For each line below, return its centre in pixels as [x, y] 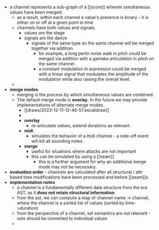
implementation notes [32, 182]
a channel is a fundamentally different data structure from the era [82, 187]
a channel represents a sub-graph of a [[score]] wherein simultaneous [80, 7]
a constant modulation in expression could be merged [92, 69]
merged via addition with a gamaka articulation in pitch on [96, 58]
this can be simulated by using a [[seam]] [73, 156]
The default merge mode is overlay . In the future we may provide [82, 100]
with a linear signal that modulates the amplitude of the [94, 74]
